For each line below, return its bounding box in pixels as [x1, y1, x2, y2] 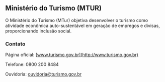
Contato [5, 40, 26, 47]
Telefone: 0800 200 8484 [5, 61, 59, 67]
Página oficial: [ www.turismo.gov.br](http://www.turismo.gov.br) [5, 52, 138, 58]
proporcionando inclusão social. [5, 27, 72, 34]
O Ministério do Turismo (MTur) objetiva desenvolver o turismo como [5, 17, 148, 23]
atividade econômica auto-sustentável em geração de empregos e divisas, [5, 22, 160, 28]
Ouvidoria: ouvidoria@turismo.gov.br [5, 71, 82, 77]
